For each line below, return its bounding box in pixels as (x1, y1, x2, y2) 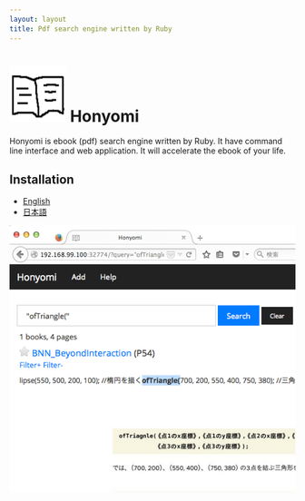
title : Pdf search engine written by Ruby (9, 24, 172, 34)
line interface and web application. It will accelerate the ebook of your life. (9, 145, 286, 156)
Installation (9, 172, 74, 187)
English (22, 196, 51, 207)
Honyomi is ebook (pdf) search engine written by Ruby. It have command (9, 136, 283, 147)
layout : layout (9, 15, 67, 24)
